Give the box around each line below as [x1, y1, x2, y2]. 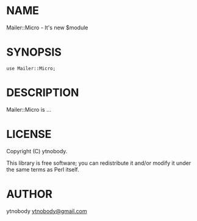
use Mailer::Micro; [6, 65, 56, 71]
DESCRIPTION [6, 86, 79, 100]
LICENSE [6, 128, 52, 141]
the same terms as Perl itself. [6, 165, 79, 173]
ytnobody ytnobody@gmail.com [6, 207, 87, 214]
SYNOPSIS [6, 45, 62, 59]
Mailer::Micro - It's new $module [6, 24, 88, 31]
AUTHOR [6, 187, 53, 201]
